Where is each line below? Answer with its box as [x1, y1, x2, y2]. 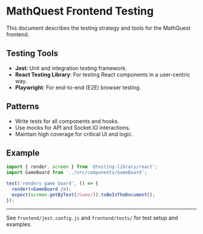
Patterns [6, 101, 39, 112]
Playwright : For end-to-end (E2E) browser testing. [14, 84, 141, 91]
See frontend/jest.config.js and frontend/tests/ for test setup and [6, 214, 178, 221]
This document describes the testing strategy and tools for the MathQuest [6, 24, 191, 32]
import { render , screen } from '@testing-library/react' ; [6, 164, 158, 170]
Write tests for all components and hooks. [14, 117, 120, 125]
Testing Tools [6, 48, 59, 59]
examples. [6, 220, 32, 228]
